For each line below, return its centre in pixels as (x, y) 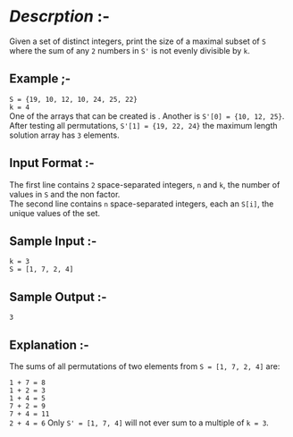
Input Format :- (52, 163)
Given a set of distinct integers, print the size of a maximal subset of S (138, 41)
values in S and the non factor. (65, 194)
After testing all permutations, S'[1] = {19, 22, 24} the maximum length (144, 125)
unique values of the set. (55, 213)
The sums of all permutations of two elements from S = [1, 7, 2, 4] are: (145, 366)
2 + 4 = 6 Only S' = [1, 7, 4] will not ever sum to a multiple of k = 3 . (139, 423)
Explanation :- (49, 345)
